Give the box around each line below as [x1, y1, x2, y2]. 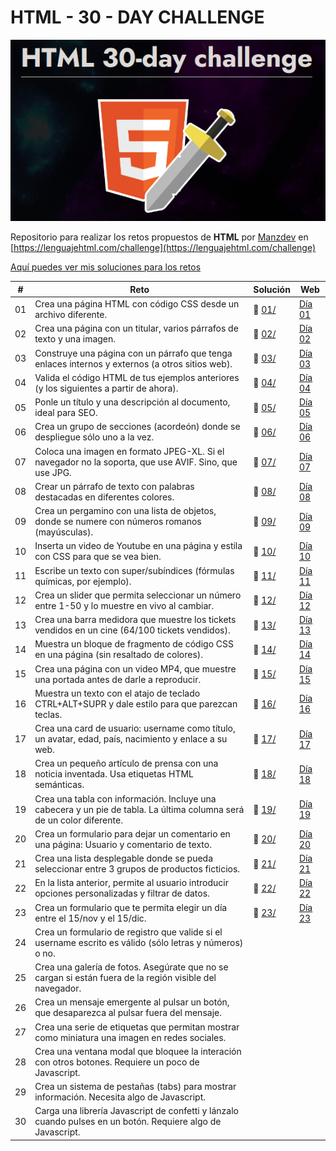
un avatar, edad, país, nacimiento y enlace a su [34, 733, 228, 745]
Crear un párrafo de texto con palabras [34, 480, 195, 492]
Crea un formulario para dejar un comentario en [34, 827, 231, 840]
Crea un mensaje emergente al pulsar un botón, [34, 996, 230, 1008]
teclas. [34, 708, 63, 720]
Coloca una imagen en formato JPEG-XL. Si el [34, 445, 225, 457]
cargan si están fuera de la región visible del [34, 972, 217, 984]
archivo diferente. [34, 309, 108, 321]
